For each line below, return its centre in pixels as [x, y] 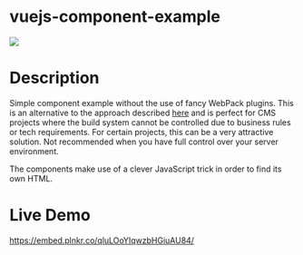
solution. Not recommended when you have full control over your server [144, 142]
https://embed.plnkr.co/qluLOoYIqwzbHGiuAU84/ [102, 240]
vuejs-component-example [115, 17]
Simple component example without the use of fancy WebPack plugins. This [152, 103]
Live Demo [50, 216]
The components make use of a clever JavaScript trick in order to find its [146, 169]
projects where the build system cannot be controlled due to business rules [151, 122]
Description [54, 78]
